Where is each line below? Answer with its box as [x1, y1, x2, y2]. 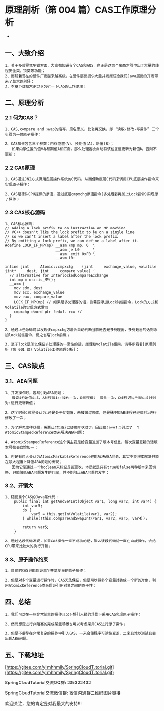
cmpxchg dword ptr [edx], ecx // [14, 309, 82, 314]
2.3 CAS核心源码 [5, 209, 45, 216]
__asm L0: [55, 256, 76, 261]
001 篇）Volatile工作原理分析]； [18, 347, 80, 352]
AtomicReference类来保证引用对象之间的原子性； [8, 583, 96, 588]
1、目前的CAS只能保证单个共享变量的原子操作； [5, 569, 87, 573]
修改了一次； [5, 415, 27, 420]
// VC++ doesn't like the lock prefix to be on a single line [5, 230, 135, 235]
